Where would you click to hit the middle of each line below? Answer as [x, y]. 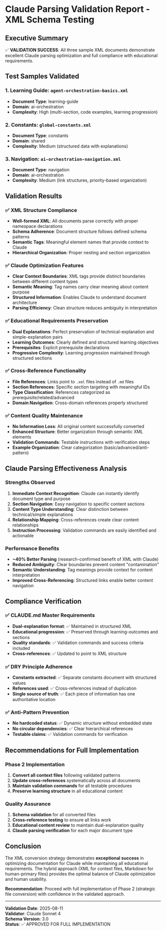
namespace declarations [37, 226]
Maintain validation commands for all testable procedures [72, 786]
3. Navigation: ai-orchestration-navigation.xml [63, 159]
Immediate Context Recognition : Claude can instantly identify [76, 493]
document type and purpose [41, 499]
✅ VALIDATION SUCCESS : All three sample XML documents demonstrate [80, 50]
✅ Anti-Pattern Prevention [37, 713]
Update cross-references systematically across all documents [76, 781]
